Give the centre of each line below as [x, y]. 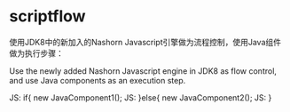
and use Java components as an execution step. [98, 80]
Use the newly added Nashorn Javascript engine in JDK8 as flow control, [143, 71]
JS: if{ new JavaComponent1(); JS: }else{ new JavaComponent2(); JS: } [141, 97]
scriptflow [47, 16]
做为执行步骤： [36, 53]
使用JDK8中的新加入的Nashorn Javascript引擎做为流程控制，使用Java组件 [145, 42]
